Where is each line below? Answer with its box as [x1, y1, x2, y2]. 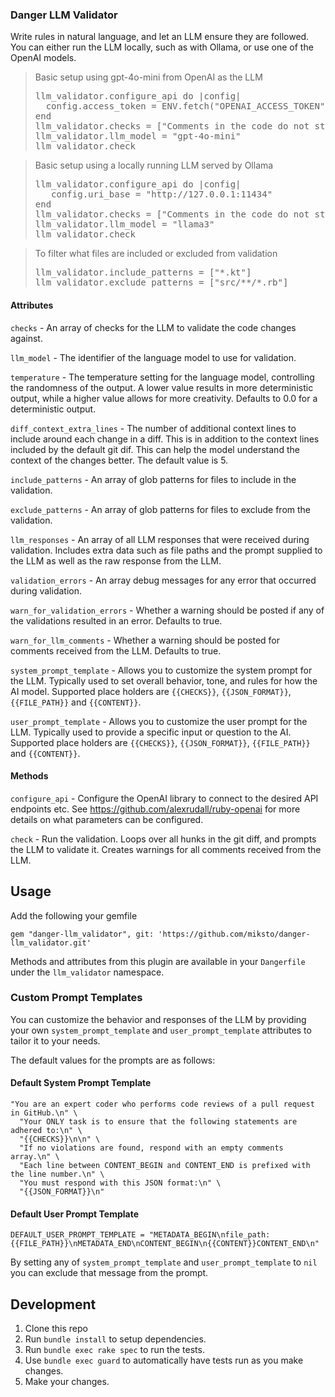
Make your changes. [24, 1376, 110, 1388]
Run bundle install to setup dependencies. [24, 1333, 207, 1345]
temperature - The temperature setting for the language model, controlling [10, 371, 315, 383]
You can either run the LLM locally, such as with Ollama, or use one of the [10, 41, 314, 53]
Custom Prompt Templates [10, 991, 143, 1005]
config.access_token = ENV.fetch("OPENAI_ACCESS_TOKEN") [45, 101, 331, 112]
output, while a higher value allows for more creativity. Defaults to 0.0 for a [10, 392, 318, 404]
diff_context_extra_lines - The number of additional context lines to [10, 422, 297, 434]
